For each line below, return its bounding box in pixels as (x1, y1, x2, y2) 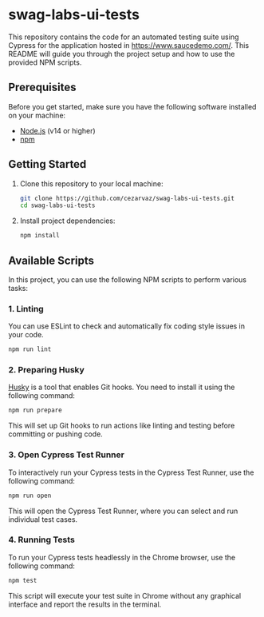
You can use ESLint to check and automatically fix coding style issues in (8, 321, 246, 331)
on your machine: (8, 110, 66, 120)
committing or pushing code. (8, 429, 104, 439)
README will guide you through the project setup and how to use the (8, 49, 235, 58)
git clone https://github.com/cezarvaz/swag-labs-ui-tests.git (19, 194, 235, 202)
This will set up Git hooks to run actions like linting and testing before (8, 421, 235, 431)
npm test (8, 576, 37, 584)
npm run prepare (8, 406, 62, 415)
